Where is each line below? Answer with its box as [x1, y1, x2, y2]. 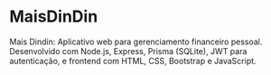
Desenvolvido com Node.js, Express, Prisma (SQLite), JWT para [9, 45, 248, 56]
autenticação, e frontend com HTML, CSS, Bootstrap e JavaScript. [9, 55, 257, 66]
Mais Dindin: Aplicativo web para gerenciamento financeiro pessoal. [9, 36, 263, 47]
